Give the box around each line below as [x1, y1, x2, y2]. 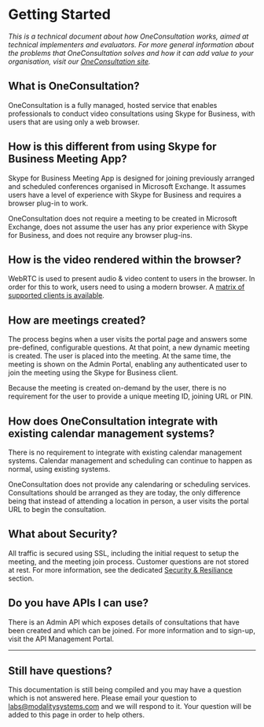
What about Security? [8, 528, 118, 541]
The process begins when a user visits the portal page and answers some [8, 335, 247, 344]
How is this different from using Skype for [8, 140, 217, 154]
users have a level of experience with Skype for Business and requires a [8, 190, 242, 199]
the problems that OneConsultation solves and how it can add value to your [8, 48, 254, 57]
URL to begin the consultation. [8, 505, 107, 514]
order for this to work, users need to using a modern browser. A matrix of [8, 282, 245, 292]
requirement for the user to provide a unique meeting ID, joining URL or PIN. [8, 391, 253, 401]
